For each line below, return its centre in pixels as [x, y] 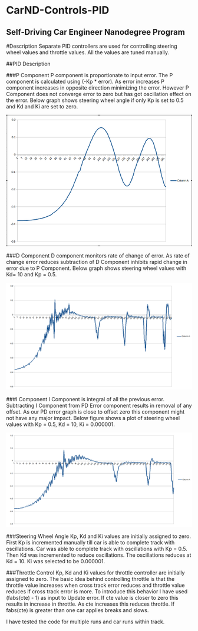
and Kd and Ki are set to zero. [42, 106]
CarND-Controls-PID [58, 10]
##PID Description [29, 64]
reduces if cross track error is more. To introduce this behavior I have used [97, 591]
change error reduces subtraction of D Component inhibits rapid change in [97, 262]
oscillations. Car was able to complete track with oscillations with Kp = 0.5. [97, 549]
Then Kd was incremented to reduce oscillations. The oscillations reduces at [99, 555]
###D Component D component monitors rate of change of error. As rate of [98, 255]
